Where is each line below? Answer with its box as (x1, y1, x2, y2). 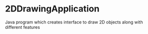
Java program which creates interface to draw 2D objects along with (5, 19, 143, 25)
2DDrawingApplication (5, 3, 100, 14)
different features (5, 24, 40, 30)
